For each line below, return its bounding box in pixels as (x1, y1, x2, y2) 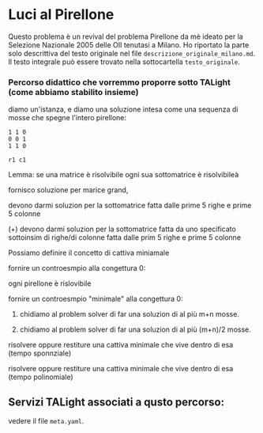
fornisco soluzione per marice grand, (8, 185, 129, 195)
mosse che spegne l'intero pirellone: (8, 113, 127, 123)
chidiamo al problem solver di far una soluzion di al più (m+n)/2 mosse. (19, 325, 251, 334)
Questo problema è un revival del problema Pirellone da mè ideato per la (8, 32, 243, 41)
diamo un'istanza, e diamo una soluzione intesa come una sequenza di (8, 104, 239, 114)
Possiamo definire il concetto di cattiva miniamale (8, 248, 170, 258)
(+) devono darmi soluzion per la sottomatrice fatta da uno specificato (8, 224, 237, 234)
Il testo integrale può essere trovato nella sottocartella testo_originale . (8, 57, 241, 66)
